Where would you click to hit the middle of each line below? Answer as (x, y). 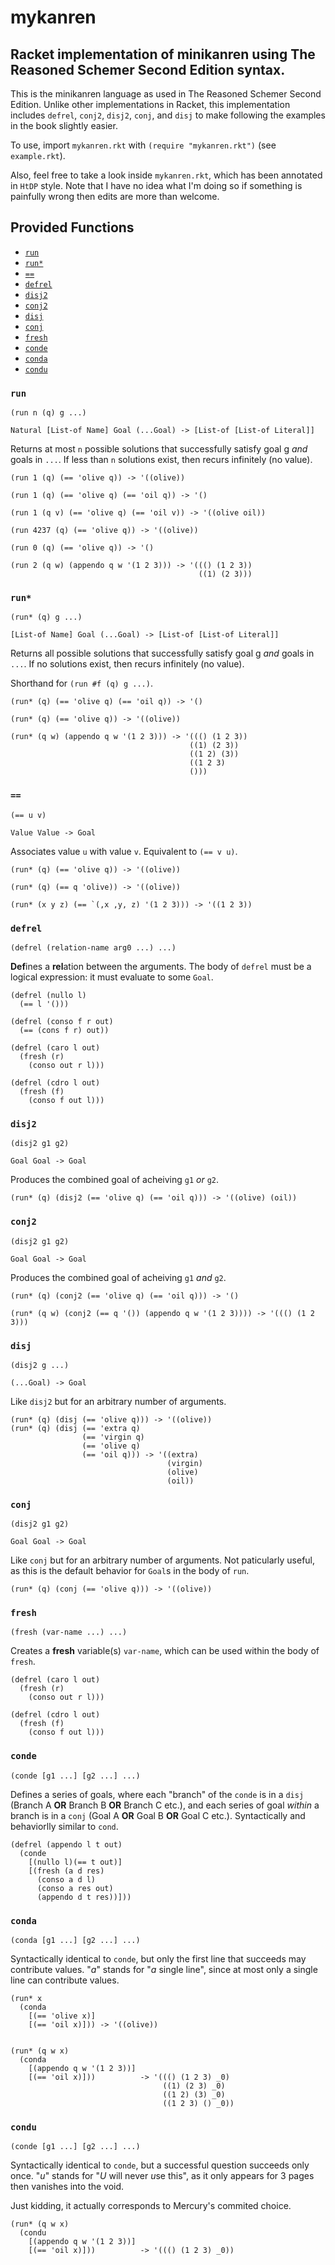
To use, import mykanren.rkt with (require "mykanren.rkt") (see (143, 145)
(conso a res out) (75, 1888)
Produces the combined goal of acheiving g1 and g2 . (118, 1277)
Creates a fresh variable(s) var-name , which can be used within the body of (165, 1651)
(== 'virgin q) (113, 1437)
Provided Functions (72, 227)
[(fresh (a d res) (66, 1871)
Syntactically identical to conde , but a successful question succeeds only (160, 2165)
